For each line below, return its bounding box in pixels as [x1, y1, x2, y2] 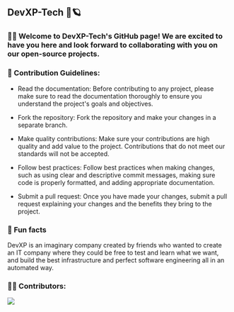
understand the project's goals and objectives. [17, 99, 153, 108]
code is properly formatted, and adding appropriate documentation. [17, 178, 215, 186]
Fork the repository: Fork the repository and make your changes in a [17, 113, 216, 121]
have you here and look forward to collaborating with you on [7, 40, 218, 50]
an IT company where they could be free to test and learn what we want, [7, 248, 219, 257]
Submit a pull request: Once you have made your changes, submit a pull [17, 191, 228, 201]
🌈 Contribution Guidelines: [7, 68, 100, 78]
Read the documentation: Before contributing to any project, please [17, 84, 214, 93]
